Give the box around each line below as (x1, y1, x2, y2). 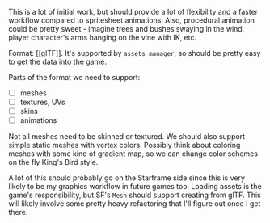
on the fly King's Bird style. (8, 158, 99, 167)
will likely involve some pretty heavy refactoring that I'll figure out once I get (8, 199, 261, 208)
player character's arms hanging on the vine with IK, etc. (8, 32, 196, 42)
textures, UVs (19, 97, 66, 107)
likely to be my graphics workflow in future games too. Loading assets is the (8, 182, 262, 191)
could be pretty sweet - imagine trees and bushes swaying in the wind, (8, 24, 245, 33)
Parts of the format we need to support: (8, 73, 141, 82)
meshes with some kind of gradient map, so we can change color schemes (8, 149, 259, 158)
